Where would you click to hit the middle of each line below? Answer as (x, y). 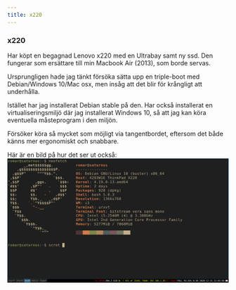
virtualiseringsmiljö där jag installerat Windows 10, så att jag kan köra (107, 112)
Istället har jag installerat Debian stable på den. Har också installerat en (110, 105)
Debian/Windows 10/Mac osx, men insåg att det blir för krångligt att (105, 84)
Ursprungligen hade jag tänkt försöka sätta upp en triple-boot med (104, 77)
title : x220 (25, 15)
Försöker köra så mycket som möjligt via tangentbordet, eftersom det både (115, 133)
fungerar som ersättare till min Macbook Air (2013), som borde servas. (109, 62)
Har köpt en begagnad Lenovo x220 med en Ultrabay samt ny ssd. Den (110, 55)
